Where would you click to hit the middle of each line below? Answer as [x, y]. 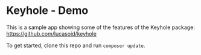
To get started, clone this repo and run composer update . [76, 45]
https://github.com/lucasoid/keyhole [51, 33]
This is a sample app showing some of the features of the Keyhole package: [101, 27]
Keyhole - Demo [47, 11]
